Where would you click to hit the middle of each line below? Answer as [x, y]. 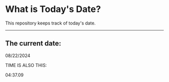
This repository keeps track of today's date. [51, 23]
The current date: [33, 43]
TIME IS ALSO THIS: [26, 65]
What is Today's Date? [53, 9]
